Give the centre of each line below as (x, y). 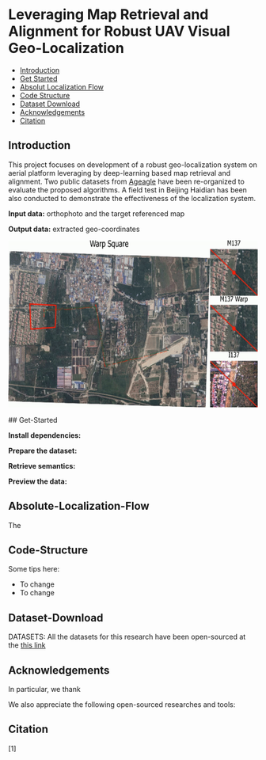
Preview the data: (38, 481)
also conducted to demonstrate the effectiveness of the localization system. (132, 198)
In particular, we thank (44, 689)
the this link (27, 645)
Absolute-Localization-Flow (79, 506)
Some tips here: (34, 569)
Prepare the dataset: (43, 450)
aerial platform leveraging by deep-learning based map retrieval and (120, 173)
